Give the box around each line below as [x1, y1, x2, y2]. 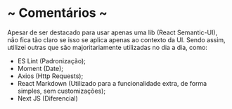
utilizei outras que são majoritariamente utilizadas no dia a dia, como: [7, 43, 207, 51]
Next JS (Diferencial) [17, 94, 79, 103]
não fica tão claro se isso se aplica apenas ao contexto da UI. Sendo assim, [7, 35, 226, 44]
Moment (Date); [17, 64, 64, 72]
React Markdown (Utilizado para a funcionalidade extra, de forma [17, 79, 207, 87]
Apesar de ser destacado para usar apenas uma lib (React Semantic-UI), [7, 28, 218, 37]
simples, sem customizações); [17, 86, 106, 95]
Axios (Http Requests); [17, 72, 84, 80]
